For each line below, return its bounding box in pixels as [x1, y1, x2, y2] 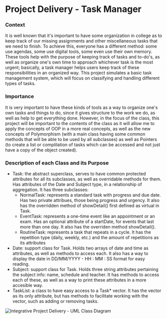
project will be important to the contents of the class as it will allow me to [5, 120, 155, 126]
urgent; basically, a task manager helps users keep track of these [5, 64, 140, 70]
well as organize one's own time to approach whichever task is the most [5, 59, 154, 65]
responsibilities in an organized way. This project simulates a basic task [5, 70, 152, 76]
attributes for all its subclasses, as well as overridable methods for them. [12, 176, 162, 182]
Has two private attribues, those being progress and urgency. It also [19, 197, 160, 203]
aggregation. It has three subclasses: [12, 186, 89, 193]
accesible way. [12, 282, 43, 288]
